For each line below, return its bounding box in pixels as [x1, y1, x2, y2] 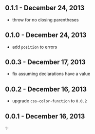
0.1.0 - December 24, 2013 [5, 31, 87, 39]
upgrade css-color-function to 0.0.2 [12, 98, 87, 104]
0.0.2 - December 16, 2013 [5, 85, 87, 93]
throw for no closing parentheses [12, 17, 79, 22]
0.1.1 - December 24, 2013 [5, 4, 85, 12]
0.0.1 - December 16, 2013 [5, 112, 85, 120]
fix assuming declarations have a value [12, 71, 91, 77]
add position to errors [12, 44, 57, 50]
